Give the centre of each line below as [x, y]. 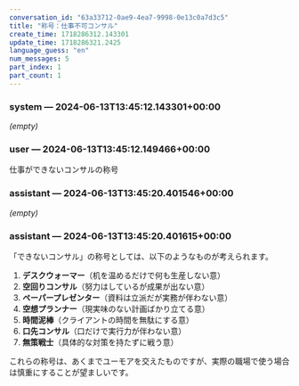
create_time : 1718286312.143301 [69, 34]
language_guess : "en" [49, 51]
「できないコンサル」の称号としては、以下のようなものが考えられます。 [141, 256]
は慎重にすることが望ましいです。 [71, 372]
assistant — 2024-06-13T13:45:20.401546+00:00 [121, 193]
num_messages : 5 [39, 59]
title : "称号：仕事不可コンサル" [64, 26]
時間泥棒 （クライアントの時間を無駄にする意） [108, 320]
